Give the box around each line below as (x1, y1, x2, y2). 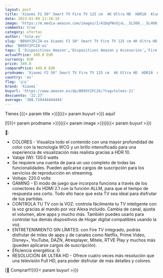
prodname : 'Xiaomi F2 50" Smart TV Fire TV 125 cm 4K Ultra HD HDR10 (5, 70, 153, 75)
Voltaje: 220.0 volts (12, 175, 51, 181)
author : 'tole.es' (5, 35, 42, 39)
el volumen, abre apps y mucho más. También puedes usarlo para (12, 211, 144, 217)
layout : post (5, 7, 32, 12)
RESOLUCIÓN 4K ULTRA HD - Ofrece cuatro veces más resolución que (12, 253, 154, 259)
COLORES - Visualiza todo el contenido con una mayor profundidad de (12, 139, 154, 145)
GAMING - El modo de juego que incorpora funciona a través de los (12, 180, 147, 186)
